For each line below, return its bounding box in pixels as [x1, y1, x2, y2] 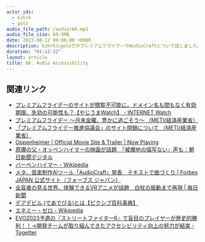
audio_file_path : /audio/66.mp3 [6, 26, 88, 32]
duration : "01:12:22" [6, 49, 62, 55]
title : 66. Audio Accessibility [6, 60, 88, 66]
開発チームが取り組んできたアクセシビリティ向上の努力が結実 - [36, 222, 195, 229]
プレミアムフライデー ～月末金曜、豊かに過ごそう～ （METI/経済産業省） [15, 116, 198, 124]
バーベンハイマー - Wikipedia [15, 161, 88, 168]
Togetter [15, 229, 37, 237]
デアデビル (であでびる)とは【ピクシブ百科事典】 [15, 199, 138, 207]
